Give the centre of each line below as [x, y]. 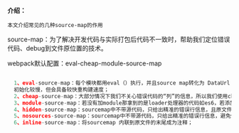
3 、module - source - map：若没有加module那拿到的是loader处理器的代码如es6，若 [119, 103]
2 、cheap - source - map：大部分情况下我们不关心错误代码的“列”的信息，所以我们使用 [121, 96]
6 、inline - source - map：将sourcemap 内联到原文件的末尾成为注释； [103, 123]
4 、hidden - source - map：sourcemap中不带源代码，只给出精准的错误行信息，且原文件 [123, 110]
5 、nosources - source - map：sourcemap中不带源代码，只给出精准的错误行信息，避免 [122, 116]
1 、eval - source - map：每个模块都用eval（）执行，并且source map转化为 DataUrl [122, 83]
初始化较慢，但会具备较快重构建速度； [62, 90]
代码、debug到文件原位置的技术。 [58, 48]
